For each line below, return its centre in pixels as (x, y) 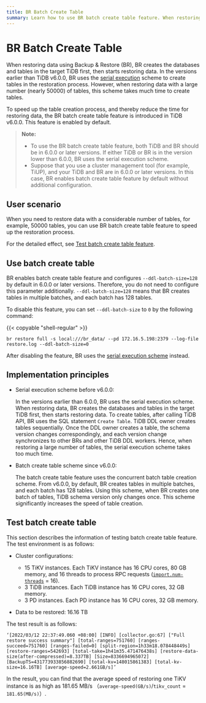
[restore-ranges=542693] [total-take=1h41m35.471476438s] (82, 651)
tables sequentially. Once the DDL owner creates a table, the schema (102, 427)
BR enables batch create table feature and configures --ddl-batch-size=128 (102, 278)
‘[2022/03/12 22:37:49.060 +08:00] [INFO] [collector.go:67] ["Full (96, 635)
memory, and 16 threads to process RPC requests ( (89, 574)
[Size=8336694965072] (122, 656)
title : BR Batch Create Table (45, 12)
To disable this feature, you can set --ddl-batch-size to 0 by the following (100, 309)
